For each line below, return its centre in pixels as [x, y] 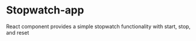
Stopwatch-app [45, 10]
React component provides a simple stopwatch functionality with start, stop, [98, 26]
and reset [18, 32]
